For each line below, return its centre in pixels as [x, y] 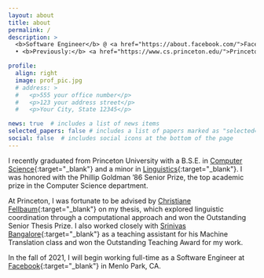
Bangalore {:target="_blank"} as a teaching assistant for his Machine [118, 234]
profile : [22, 66]
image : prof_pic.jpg [49, 80]
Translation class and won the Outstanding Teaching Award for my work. [126, 242]
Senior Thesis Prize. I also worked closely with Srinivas [97, 226]
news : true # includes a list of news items [84, 124]
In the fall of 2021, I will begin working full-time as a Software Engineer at [126, 257]
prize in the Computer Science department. [78, 186]
